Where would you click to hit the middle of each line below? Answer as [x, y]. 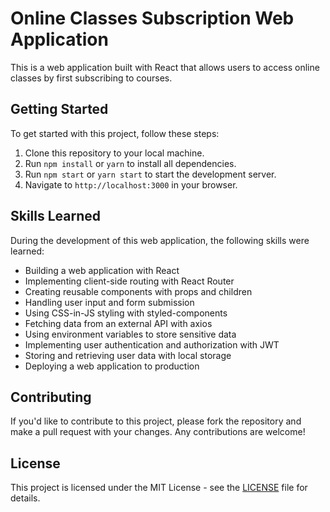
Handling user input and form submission [109, 302]
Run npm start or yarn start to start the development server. [150, 174]
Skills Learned [56, 216]
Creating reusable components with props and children [138, 291]
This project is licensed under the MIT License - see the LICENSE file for [159, 488]
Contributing [51, 397]
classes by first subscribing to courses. [91, 78]
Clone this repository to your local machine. [114, 153]
